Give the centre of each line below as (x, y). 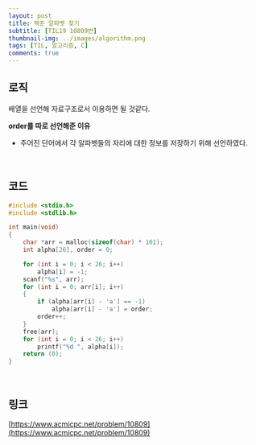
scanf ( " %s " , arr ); (54, 279)
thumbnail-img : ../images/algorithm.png (77, 38)
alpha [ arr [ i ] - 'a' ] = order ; (102, 309)
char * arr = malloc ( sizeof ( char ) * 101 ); (93, 242)
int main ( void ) (34, 227)
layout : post (30, 16)
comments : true (34, 53)
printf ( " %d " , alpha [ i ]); (81, 347)
